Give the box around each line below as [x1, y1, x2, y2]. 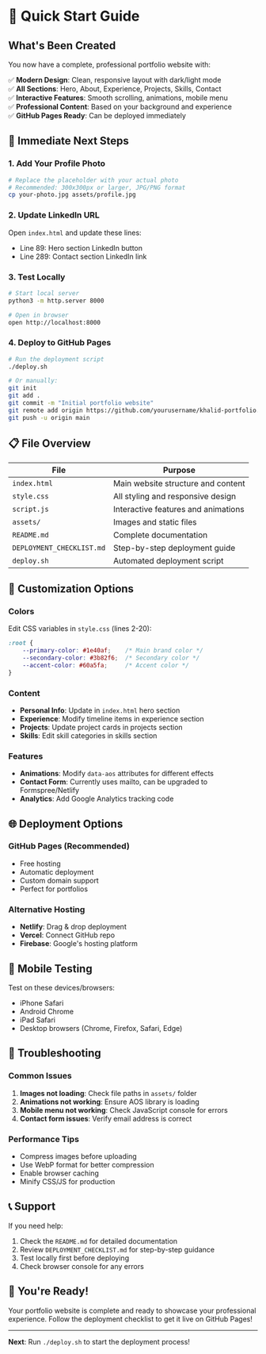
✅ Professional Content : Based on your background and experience [8, 102, 232, 111]
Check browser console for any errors [19, 1261, 144, 1271]
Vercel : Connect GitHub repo [19, 930, 116, 940]
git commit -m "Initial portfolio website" [8, 399, 154, 407]
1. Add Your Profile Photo [8, 158, 105, 169]
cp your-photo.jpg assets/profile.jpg [8, 190, 136, 199]
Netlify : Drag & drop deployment [19, 922, 127, 932]
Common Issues [8, 1071, 73, 1082]
